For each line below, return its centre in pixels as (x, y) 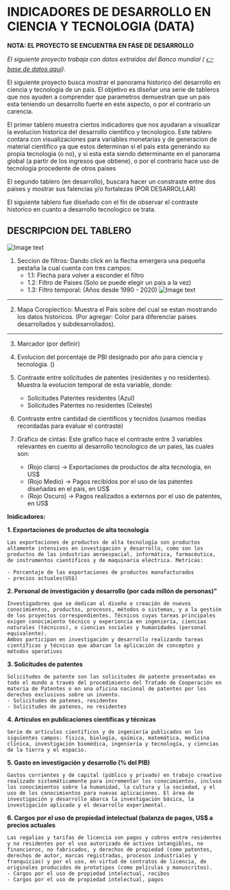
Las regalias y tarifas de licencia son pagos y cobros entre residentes (115, 837)
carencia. (20, 111)
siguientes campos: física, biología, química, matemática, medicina (108, 738)
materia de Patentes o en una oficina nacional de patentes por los (107, 689)
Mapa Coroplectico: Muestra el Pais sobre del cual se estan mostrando (117, 309)
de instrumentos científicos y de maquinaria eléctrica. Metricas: (105, 560)
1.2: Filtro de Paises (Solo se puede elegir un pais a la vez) (109, 282)
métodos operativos (35, 651)
